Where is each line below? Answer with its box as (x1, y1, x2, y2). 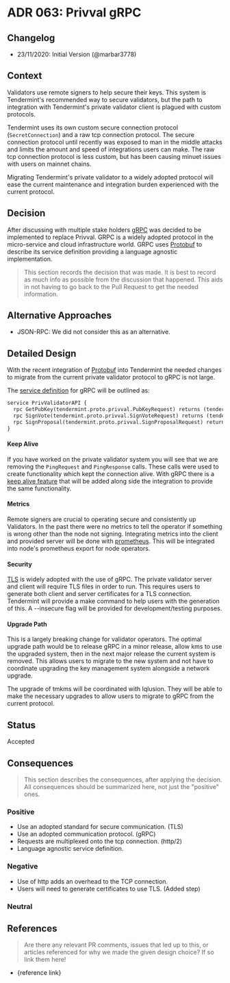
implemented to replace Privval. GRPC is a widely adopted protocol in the (7, 233, 214, 241)
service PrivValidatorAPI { (7, 399, 88, 407)
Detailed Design (7, 347, 77, 359)
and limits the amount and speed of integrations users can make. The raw (7, 145, 215, 153)
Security (7, 560, 32, 568)
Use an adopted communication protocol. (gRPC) (16, 830, 156, 838)
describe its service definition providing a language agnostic (7, 247, 178, 256)
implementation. (7, 255, 53, 263)
